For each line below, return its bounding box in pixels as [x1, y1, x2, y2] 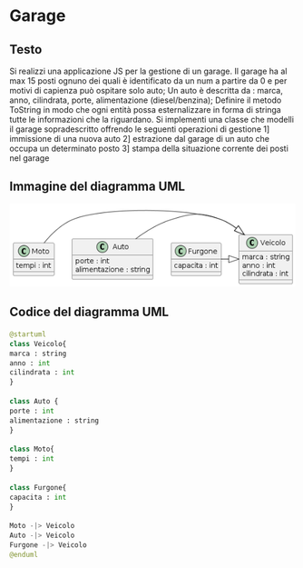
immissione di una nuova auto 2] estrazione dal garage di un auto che [9, 134, 270, 144]
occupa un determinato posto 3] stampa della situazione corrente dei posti [9, 143, 288, 154]
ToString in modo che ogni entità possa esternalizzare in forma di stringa [9, 105, 281, 115]
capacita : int [9, 493, 67, 502]
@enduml [9, 551, 39, 560]
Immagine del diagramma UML [9, 179, 186, 194]
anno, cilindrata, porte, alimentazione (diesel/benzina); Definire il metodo [9, 95, 282, 105]
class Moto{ [9, 444, 54, 454]
